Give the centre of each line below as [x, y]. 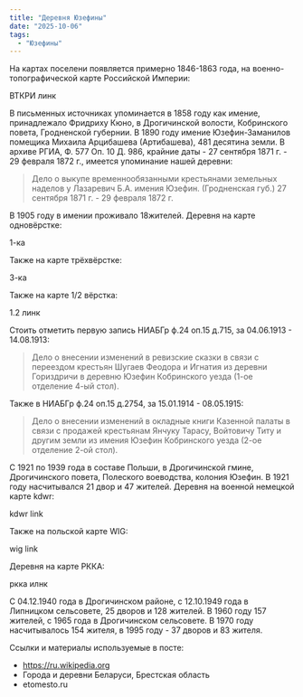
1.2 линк [25, 313]
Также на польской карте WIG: [69, 532]
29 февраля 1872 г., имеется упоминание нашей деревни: [121, 161]
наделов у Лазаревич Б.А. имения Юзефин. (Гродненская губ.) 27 [159, 188]
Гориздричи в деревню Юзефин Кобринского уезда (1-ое [142, 377]
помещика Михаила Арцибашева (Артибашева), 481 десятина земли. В [147, 142]
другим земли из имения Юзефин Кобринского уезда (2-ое [147, 440]
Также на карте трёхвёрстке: [66, 260]
